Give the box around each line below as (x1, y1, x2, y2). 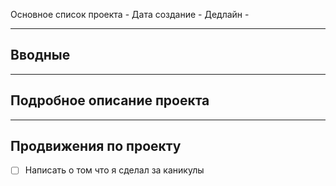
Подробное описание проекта (10, 92, 210, 109)
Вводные (10, 47, 71, 64)
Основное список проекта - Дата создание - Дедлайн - (10, 9, 250, 20)
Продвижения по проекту (10, 138, 182, 155)
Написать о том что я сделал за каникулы (24, 164, 205, 176)
